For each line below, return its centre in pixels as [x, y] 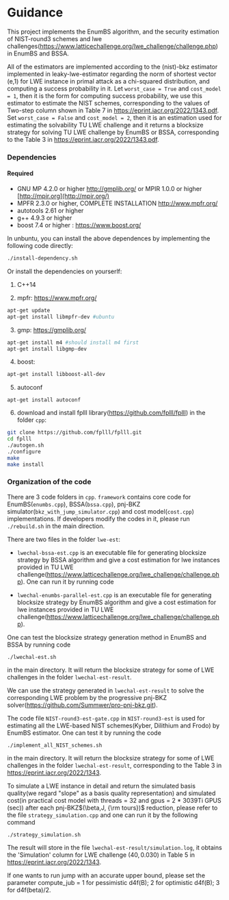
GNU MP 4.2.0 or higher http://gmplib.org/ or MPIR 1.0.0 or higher [109, 189]
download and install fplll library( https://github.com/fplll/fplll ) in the [111, 413]
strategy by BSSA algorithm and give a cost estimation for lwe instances [118, 560]
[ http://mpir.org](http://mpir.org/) [63, 196]
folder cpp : [31, 420]
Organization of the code [49, 482]
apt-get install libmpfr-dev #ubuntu [61, 316]
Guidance [35, 13]
